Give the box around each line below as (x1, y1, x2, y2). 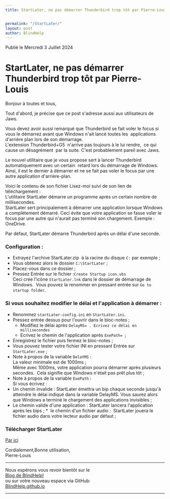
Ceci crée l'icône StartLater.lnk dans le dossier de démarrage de (12, 276, 151, 282)
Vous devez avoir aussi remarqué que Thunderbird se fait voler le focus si (5, 125, 159, 132)
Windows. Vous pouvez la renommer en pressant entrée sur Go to (12, 282, 152, 288)
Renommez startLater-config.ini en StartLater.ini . (12, 311, 126, 317)
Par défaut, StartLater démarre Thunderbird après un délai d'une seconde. (5, 230, 160, 237)
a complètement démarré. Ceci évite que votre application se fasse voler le (5, 210, 162, 216)
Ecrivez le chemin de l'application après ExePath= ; (20, 332, 126, 338)
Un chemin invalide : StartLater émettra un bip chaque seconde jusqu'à (12, 386, 161, 392)
